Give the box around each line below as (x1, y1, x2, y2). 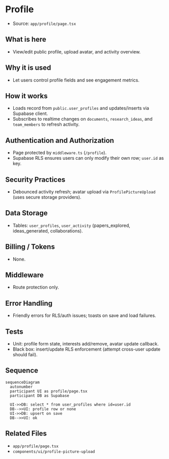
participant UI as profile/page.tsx (10, 388, 88, 394)
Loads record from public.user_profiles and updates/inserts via (12, 105, 149, 111)
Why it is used (5, 64, 51, 72)
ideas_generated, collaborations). (12, 227, 83, 234)
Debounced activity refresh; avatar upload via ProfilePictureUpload (12, 189, 156, 194)
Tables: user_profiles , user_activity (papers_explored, (12, 222, 131, 228)
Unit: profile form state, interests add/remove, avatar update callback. (12, 341, 159, 347)
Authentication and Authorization (5, 136, 115, 145)
